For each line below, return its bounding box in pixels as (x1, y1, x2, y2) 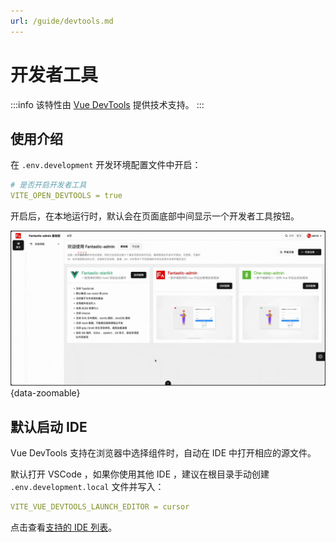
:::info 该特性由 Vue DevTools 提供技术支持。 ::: (10, 98, 205, 110)
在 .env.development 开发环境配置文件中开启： (10, 159, 202, 171)
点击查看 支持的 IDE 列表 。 (10, 521, 118, 533)
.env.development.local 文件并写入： (10, 481, 165, 492)
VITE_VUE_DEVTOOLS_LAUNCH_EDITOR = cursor (10, 502, 190, 512)
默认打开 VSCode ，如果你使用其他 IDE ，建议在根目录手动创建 (10, 468, 270, 480)
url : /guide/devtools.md (10, 16, 114, 26)
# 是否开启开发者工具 (10, 180, 87, 190)
